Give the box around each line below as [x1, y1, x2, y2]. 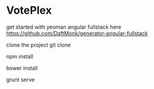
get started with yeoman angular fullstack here [6, 23, 122, 30]
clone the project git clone [6, 41, 71, 48]
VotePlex [6, 4, 52, 17]
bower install [6, 64, 38, 72]
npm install [6, 53, 34, 60]
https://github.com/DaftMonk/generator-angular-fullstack [6, 29, 148, 36]
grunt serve [6, 76, 35, 83]
